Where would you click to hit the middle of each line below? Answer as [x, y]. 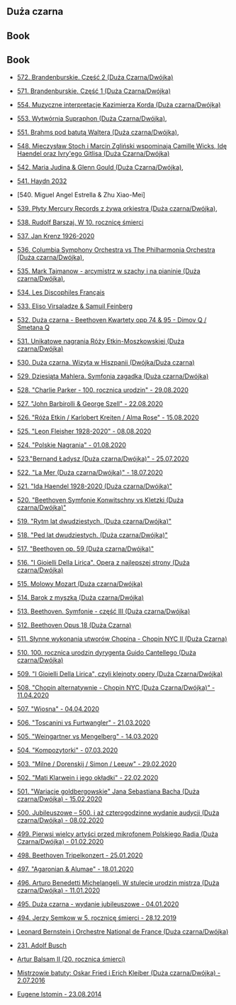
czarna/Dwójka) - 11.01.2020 [58, 890]
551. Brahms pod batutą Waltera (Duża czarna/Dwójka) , [98, 132]
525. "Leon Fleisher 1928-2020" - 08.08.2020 [84, 431]
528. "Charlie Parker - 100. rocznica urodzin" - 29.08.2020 [103, 390]
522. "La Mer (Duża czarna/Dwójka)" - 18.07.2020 [90, 472]
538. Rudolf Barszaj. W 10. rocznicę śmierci [80, 222]
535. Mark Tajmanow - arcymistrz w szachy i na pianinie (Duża [108, 271]
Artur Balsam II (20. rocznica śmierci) [71, 959]
